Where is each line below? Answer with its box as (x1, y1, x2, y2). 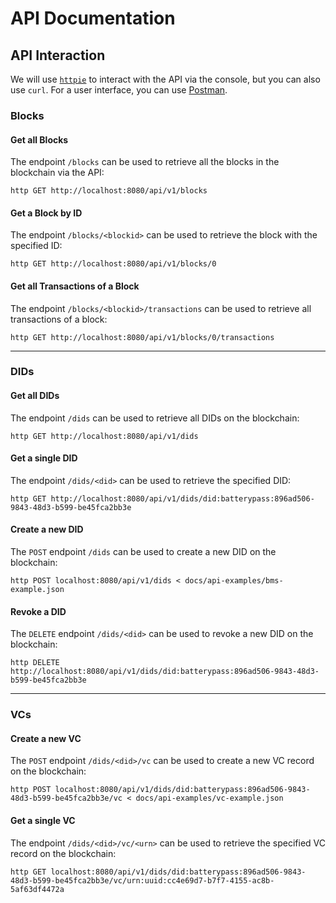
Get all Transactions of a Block (10, 280, 140, 292)
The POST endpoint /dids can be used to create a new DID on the (10, 546, 277, 558)
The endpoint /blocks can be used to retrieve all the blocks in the (10, 156, 280, 168)
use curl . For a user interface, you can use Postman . (10, 84, 228, 96)
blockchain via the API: (10, 167, 105, 179)
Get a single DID (10, 452, 78, 464)
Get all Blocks (10, 133, 69, 146)
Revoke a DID (10, 605, 67, 617)
